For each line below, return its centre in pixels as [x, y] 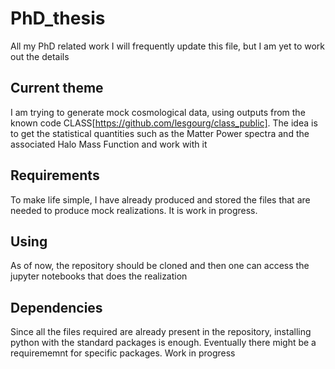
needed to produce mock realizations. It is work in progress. [134, 210]
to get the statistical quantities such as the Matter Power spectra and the [160, 133]
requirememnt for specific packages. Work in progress [123, 353]
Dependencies [56, 307]
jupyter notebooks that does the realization [99, 276]
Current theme [57, 88]
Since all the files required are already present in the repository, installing [161, 332]
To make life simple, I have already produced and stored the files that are [160, 199]
